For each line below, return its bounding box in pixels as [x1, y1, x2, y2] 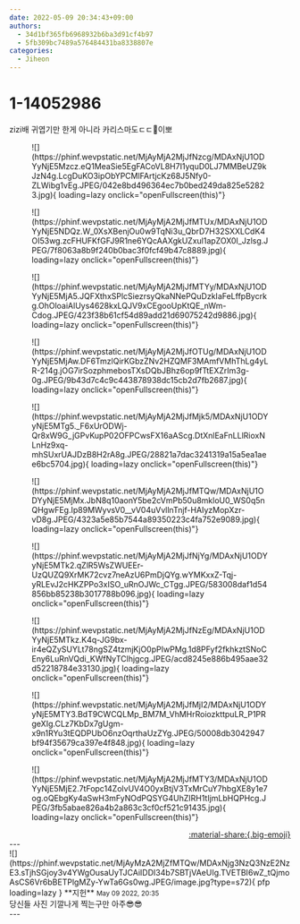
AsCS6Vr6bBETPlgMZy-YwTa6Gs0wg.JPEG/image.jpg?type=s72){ [9, 877, 256, 887]
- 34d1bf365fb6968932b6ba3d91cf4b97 [17, 30, 154, 38]
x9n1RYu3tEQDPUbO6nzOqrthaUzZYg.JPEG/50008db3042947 [31, 727, 265, 739]
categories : [9, 47, 54, 56]
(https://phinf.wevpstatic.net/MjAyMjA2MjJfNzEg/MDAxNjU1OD [31, 624, 265, 636]
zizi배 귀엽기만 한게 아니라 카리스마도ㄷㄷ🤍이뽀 [9, 124, 172, 134]
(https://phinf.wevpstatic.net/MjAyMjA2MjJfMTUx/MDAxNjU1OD [31, 216, 268, 227]
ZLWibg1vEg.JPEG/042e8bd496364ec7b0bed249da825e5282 [31, 180, 265, 191]
